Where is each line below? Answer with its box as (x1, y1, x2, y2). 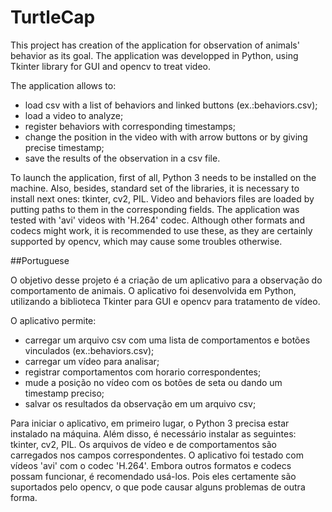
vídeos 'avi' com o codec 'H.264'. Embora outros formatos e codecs (10, 459, 292, 471)
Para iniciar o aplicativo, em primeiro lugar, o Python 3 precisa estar (10, 417, 290, 429)
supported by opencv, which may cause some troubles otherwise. (10, 235, 283, 247)
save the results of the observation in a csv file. (24, 152, 221, 164)
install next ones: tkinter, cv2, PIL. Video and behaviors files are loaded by (10, 192, 315, 205)
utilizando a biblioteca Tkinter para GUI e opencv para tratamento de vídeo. (10, 295, 321, 307)
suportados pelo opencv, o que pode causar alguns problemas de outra (10, 481, 306, 493)
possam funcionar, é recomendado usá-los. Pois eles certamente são (10, 470, 297, 482)
